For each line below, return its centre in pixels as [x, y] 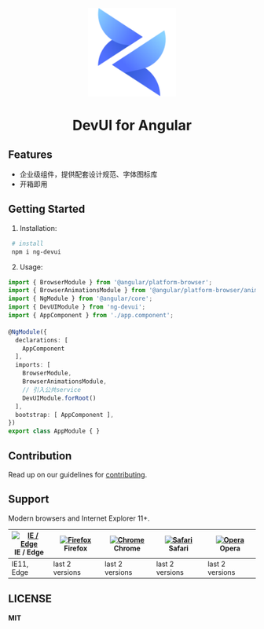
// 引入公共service [51, 389]
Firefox [76, 548]
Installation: [38, 228]
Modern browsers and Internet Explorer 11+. [79, 518]
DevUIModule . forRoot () [59, 398]
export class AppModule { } [54, 431]
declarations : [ [42, 340]
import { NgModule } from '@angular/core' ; [81, 299]
